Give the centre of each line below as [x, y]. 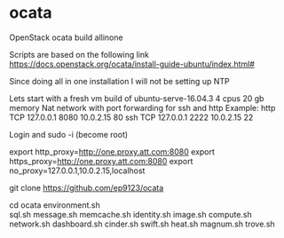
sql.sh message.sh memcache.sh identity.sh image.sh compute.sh [131, 214]
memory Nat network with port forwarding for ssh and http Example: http [142, 107]
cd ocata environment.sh [55, 205]
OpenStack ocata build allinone [66, 37]
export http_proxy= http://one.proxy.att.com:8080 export [112, 151]
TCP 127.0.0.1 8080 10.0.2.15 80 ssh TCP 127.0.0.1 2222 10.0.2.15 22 [131, 117]
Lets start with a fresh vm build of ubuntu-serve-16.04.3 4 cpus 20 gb [137, 98]
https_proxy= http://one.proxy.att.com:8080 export [101, 161]
